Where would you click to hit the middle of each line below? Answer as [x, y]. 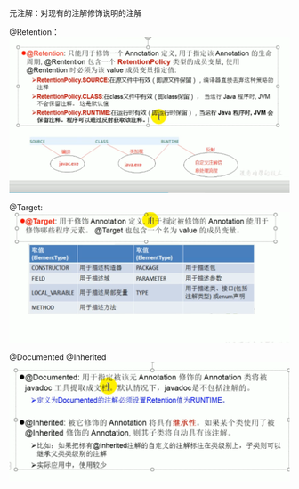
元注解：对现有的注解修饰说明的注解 [76, 13]
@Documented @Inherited [58, 357]
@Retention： [35, 32]
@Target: [26, 208]
